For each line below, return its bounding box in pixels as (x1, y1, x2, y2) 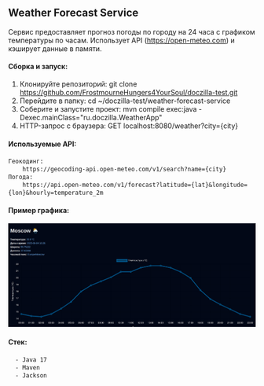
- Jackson (15, 371, 47, 380)
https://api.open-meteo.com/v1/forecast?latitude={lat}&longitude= (22, 181, 247, 189)
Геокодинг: (8, 157, 44, 166)
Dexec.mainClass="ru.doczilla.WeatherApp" (19, 113, 163, 123)
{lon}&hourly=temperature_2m (8, 189, 104, 197)
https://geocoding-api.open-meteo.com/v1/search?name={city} (22, 165, 226, 174)
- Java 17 (15, 355, 47, 364)
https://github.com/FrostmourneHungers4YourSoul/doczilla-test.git (19, 88, 238, 97)
